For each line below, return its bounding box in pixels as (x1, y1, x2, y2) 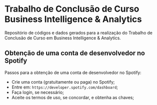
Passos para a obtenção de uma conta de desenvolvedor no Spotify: (4, 70, 141, 75)
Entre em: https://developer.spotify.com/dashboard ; (11, 84, 118, 90)
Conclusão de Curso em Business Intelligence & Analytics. (4, 35, 121, 41)
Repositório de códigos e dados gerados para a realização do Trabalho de (4, 30, 153, 35)
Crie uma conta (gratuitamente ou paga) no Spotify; (11, 79, 115, 85)
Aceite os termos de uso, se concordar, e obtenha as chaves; (11, 94, 134, 100)
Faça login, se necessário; (11, 89, 64, 95)
